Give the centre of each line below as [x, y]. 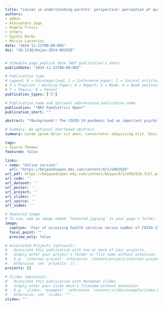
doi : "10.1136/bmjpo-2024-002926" [40, 50]
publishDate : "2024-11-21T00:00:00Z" [43, 68]
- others [14, 32]
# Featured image [23, 214]
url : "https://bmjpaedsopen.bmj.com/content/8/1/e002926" [69, 170]
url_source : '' [20, 201]
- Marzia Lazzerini [25, 41]
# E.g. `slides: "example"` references [48, 290]
